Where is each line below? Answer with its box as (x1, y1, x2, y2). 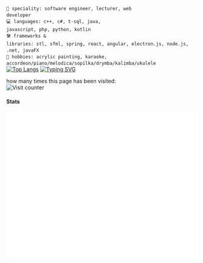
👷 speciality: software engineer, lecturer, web (6, 5, 132, 12)
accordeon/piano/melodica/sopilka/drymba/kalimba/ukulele (6, 60, 156, 66)
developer (6, 12, 32, 18)
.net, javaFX (6, 47, 40, 53)
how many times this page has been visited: (6, 78, 117, 84)
